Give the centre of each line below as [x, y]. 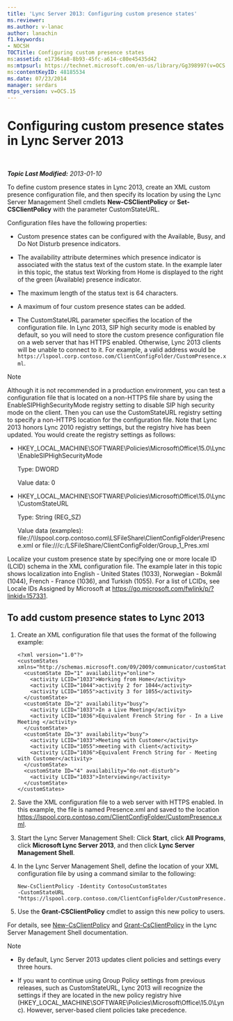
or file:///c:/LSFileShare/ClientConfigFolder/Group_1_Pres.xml [122, 545]
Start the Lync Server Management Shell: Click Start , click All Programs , [121, 838]
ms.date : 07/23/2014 [37, 78]
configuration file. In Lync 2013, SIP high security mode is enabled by [116, 328]
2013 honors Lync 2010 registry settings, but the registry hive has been [109, 428]
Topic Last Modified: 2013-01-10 [55, 174]
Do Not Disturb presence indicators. [69, 244]
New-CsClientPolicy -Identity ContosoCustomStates [92, 886]
